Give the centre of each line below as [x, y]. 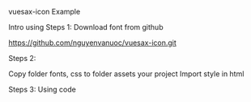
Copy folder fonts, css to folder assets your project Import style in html [126, 74]
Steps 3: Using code [43, 89]
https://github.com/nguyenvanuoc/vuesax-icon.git [92, 43]
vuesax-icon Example [45, 12]
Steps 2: [22, 58]
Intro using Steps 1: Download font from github [86, 27]
